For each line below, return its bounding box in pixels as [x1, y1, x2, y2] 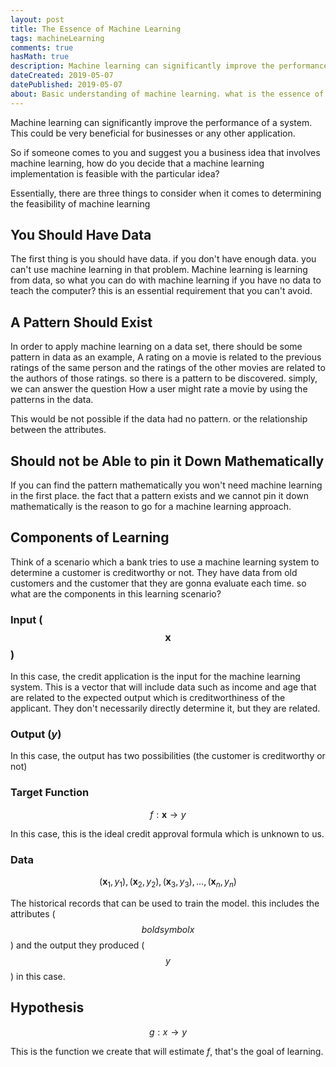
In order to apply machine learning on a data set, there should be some [10, 341, 303, 353]
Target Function [10, 786, 90, 800]
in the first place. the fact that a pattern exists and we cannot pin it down [10, 490, 310, 502]
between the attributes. [10, 424, 107, 436]
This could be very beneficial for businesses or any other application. [10, 127, 296, 139]
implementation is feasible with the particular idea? [10, 167, 220, 180]
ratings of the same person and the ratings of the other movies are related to [10, 362, 326, 374]
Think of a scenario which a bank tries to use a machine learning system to [10, 556, 320, 568]
